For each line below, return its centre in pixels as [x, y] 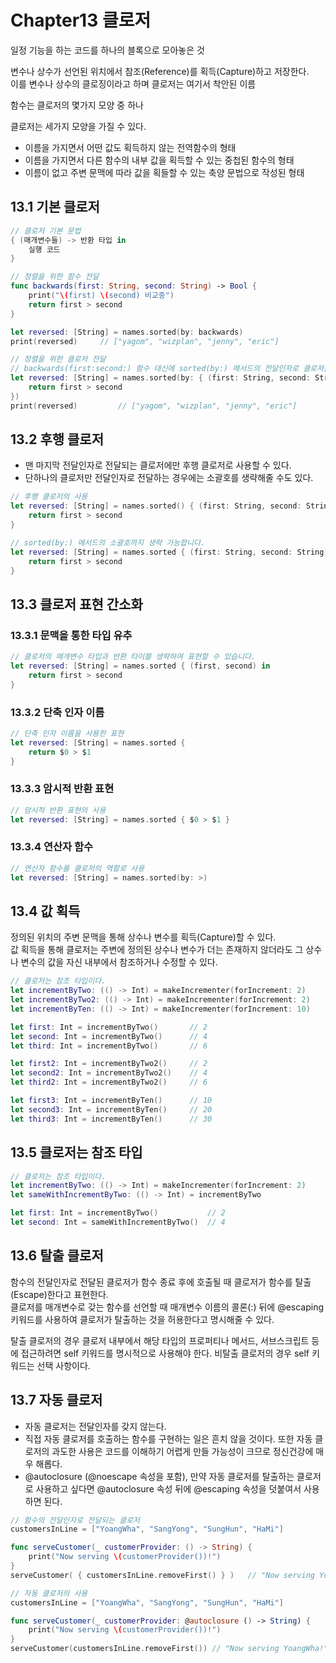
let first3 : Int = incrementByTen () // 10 [111, 1101]
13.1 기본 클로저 [55, 207]
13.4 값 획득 [45, 911]
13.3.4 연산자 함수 [52, 847]
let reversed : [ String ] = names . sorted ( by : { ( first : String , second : [160, 378]
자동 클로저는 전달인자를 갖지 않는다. [95, 1426]
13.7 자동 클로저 [56, 1400]
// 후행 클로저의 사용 [49, 497]
